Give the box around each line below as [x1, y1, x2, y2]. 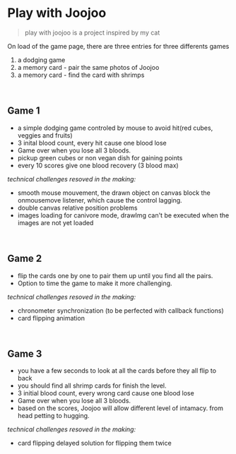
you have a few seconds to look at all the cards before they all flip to [17, 366, 217, 375]
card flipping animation [17, 313, 85, 322]
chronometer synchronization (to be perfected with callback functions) [17, 306, 224, 315]
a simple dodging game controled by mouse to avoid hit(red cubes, [17, 124, 213, 132]
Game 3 [7, 347, 42, 359]
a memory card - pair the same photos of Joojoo [17, 63, 160, 71]
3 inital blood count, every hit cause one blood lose [17, 138, 167, 147]
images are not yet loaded [17, 218, 94, 227]
